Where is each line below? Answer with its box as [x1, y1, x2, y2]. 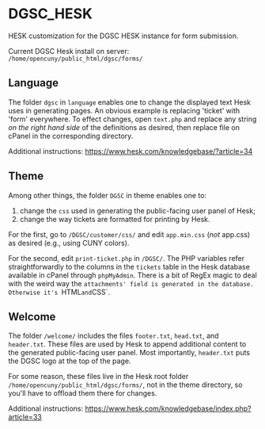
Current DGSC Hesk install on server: [8, 46, 130, 56]
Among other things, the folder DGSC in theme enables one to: [8, 190, 207, 200]
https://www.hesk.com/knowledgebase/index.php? [85, 404, 252, 413]
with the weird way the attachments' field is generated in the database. [8, 278, 255, 288]
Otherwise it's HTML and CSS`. [8, 287, 111, 297]
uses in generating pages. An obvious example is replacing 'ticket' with [8, 105, 240, 115]
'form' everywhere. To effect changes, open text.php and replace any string [8, 114, 257, 124]
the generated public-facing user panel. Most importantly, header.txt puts [8, 348, 251, 358]
